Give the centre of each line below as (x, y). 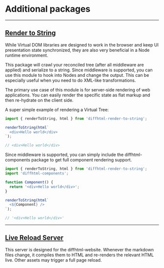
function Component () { (29, 182)
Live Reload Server (34, 238)
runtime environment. (27, 55)
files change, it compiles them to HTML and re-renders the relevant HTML (79, 255)
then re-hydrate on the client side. (39, 100)
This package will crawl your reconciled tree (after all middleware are (74, 65)
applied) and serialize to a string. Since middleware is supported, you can (79, 70)
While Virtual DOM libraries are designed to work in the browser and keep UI (82, 45)
